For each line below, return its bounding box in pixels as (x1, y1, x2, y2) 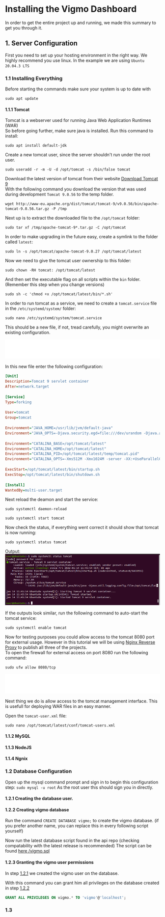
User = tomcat (5, 410, 29, 415)
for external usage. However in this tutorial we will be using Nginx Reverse (5, 639, 156, 645)
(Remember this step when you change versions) (5, 281, 105, 288)
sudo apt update (5, 96, 38, 101)
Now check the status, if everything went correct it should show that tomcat (5, 525, 159, 530)
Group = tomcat (5, 415, 32, 420)
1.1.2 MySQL (5, 733, 30, 739)
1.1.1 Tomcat (5, 107, 30, 112)
